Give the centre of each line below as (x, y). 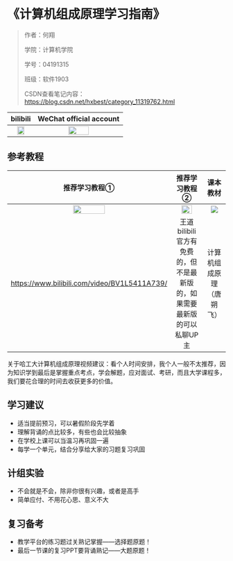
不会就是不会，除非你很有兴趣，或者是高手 (78, 491)
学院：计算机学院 (49, 49)
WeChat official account (79, 119)
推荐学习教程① (89, 187)
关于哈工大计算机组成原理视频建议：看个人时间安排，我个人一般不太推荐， (113, 363)
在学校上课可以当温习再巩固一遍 (63, 440)
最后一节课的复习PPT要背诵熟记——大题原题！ (84, 551)
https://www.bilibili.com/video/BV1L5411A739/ (89, 283)
